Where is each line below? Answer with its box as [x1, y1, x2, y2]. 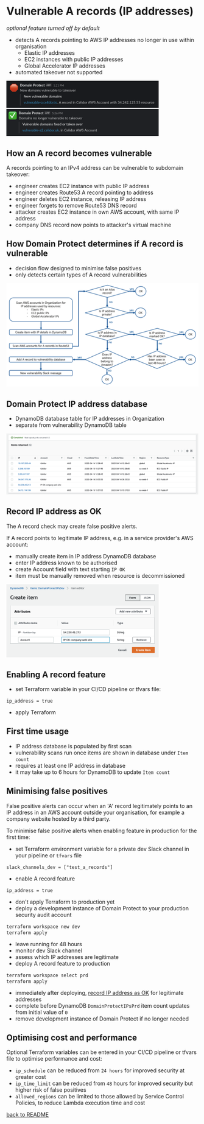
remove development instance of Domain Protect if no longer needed [15, 1015, 189, 1022]
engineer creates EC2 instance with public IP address [15, 182, 150, 189]
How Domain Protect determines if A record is [6, 239, 184, 249]
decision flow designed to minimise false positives [15, 264, 142, 272]
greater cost [15, 1073, 46, 1081]
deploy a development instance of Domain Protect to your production [15, 904, 189, 911]
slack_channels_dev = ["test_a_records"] [6, 864, 113, 870]
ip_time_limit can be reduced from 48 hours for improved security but [15, 1080, 193, 1087]
